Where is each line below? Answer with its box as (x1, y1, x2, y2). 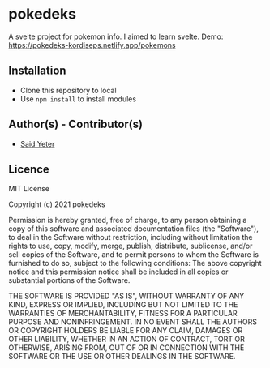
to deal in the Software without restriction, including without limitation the (8, 233, 253, 242)
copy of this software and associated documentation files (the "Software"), (8, 224, 259, 233)
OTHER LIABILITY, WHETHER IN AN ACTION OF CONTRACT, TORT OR (8, 334, 245, 344)
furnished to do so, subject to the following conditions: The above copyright (8, 259, 262, 268)
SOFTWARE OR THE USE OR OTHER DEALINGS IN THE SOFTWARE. (8, 352, 236, 362)
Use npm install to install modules (19, 94, 136, 104)
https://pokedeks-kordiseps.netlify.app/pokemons (8, 40, 176, 49)
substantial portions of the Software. (8, 276, 131, 285)
